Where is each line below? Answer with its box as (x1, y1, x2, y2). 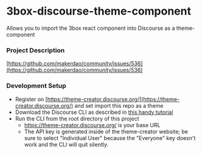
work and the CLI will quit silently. (24, 141, 108, 148)
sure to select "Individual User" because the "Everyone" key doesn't (24, 134, 196, 141)
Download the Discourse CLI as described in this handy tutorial (15, 108, 173, 116)
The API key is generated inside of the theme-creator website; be (24, 128, 189, 135)
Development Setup (6, 82, 66, 90)
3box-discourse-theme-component (6, 4, 192, 18)
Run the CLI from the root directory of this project (15, 114, 139, 122)
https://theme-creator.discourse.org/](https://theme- (47, 96, 180, 103)
